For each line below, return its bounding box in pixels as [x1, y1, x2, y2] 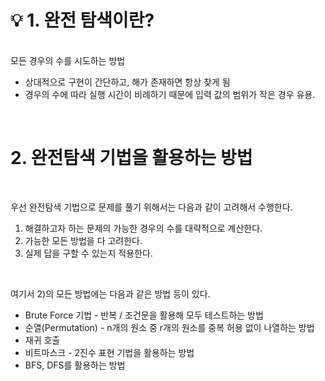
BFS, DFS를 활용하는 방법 [24, 359, 126, 371]
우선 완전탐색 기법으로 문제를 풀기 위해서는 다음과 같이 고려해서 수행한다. [10, 201, 293, 213]
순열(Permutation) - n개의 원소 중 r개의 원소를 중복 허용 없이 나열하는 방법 [24, 321, 315, 333]
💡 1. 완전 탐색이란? [10, 9, 155, 32]
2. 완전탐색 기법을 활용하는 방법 [10, 147, 253, 170]
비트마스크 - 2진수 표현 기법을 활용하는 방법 [24, 346, 195, 358]
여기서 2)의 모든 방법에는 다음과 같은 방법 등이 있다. [10, 287, 211, 300]
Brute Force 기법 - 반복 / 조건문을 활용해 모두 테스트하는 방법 [24, 309, 264, 321]
